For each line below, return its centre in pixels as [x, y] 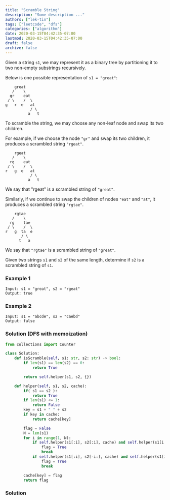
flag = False [37, 428]
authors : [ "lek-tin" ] [28, 19]
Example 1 [18, 278]
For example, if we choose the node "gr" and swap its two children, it [78, 138]
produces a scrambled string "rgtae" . [45, 204]
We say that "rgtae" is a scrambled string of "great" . [60, 250]
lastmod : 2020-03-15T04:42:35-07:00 [44, 39]
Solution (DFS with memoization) [47, 334]
